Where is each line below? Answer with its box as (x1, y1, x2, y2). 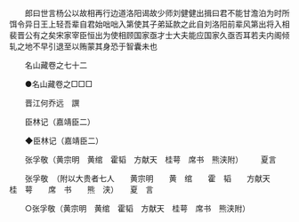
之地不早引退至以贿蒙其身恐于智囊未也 (16, 41, 158, 52)
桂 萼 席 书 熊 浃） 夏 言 (9, 185, 154, 194)
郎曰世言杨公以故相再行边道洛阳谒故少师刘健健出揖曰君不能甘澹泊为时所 (24, 8, 290, 18)
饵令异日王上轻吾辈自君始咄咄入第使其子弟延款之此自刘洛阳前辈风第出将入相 (9, 19, 290, 29)
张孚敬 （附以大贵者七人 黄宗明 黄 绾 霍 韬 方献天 (24, 173, 271, 184)
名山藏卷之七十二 (24, 60, 87, 70)
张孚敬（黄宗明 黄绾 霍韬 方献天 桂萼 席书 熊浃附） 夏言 (24, 155, 277, 164)
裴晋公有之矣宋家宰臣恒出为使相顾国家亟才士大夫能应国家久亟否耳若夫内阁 (9, 30, 282, 40)
